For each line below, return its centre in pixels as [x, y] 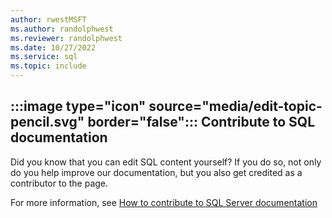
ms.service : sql [44, 57]
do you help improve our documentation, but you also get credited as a [156, 172]
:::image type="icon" [78, 106]
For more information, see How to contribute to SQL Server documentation [164, 202]
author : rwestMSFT [48, 19]
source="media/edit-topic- [235, 106]
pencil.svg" [47, 122]
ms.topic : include [48, 66]
